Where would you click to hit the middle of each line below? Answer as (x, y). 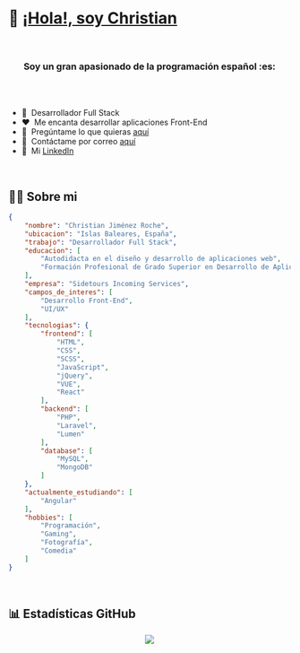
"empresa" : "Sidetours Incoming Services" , (107, 284)
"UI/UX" (55, 309)
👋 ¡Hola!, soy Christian (93, 18)
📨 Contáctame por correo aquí (78, 142)
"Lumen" (71, 434)
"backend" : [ (65, 409)
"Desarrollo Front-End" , (87, 300)
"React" (71, 392)
